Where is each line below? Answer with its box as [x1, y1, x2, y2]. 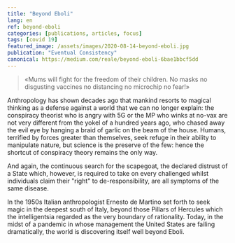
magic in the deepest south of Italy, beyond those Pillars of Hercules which [7, 204, 223, 214]
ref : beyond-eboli [7, 23, 61, 30]
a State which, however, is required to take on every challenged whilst [7, 169, 209, 177]
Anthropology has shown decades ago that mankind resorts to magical [7, 96, 211, 104]
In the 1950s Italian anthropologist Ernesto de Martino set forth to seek [7, 197, 211, 206]
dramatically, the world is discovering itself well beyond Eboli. [7, 227, 185, 235]
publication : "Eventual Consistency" [7, 50, 117, 57]
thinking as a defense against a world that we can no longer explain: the [7, 103, 215, 112]
